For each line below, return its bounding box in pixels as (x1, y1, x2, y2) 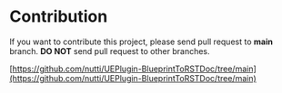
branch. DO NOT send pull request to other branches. (9, 45, 211, 56)
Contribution (9, 6, 108, 27)
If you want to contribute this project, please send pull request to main (9, 36, 273, 47)
